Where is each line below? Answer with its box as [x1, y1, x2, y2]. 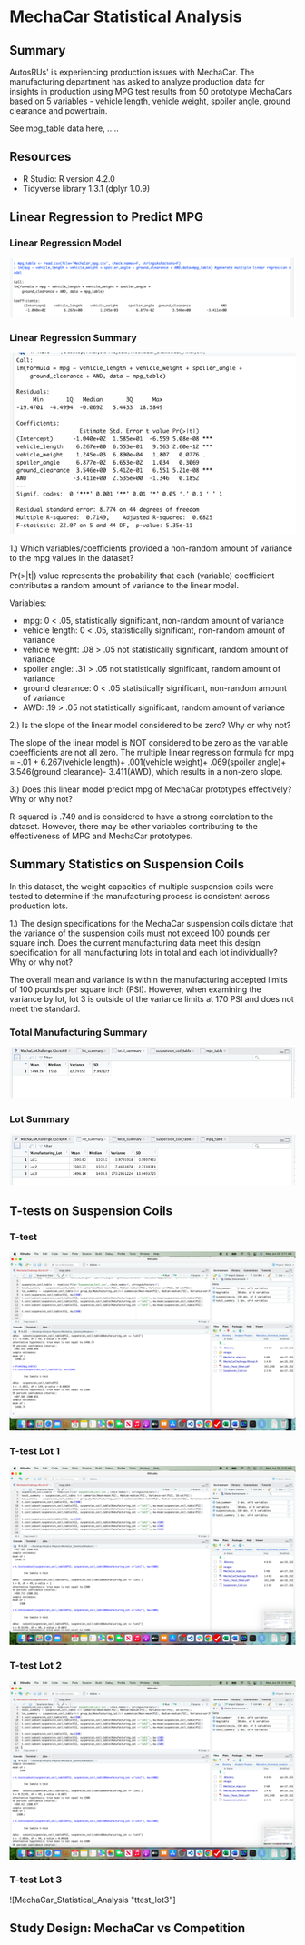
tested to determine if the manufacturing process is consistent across [9, 890, 271, 901]
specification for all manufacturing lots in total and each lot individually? [9, 947, 279, 957]
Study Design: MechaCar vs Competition [9, 1920, 246, 1936]
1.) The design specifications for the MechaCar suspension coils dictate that [9, 917, 294, 928]
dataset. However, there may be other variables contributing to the [9, 820, 259, 831]
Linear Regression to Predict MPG [9, 209, 204, 225]
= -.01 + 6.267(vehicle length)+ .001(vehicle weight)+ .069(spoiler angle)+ [9, 757, 287, 767]
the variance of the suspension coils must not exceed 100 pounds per [9, 927, 271, 938]
